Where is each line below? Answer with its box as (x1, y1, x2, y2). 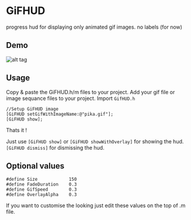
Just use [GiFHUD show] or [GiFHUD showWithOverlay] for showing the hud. (6, 137, 184, 145)
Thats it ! (6, 126, 27, 133)
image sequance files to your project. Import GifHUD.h (6, 95, 136, 102)
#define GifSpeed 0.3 (6, 187, 77, 192)
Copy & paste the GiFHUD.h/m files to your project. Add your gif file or (6, 88, 175, 95)
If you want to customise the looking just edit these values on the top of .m (6, 202, 186, 209)
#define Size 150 (6, 177, 77, 183)
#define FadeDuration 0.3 (6, 181, 77, 188)
